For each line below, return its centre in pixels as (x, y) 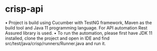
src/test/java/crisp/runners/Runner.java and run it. (56, 43)
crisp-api (24, 9)
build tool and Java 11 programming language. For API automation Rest (76, 27)
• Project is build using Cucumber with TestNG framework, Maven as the (78, 23)
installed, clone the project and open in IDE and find (57, 38)
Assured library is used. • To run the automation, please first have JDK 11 (79, 33)
